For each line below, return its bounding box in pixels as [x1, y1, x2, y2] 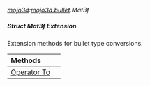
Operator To [10, 67, 51, 77]
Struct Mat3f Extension [7, 21, 77, 30]
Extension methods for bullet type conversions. [7, 39, 143, 47]
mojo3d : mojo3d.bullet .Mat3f [7, 6, 89, 14]
